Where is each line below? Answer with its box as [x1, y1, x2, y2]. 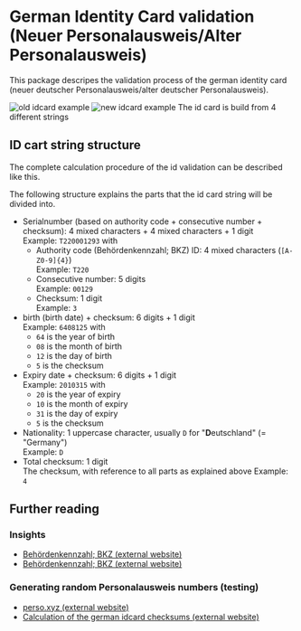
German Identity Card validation [9, 6, 255, 27]
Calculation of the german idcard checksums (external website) [22, 611, 259, 622]
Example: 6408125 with [22, 321, 106, 332]
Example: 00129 [35, 283, 93, 294]
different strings [9, 111, 70, 122]
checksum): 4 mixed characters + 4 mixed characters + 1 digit [22, 225, 254, 236]
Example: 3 [35, 302, 78, 313]
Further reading [9, 502, 99, 517]
